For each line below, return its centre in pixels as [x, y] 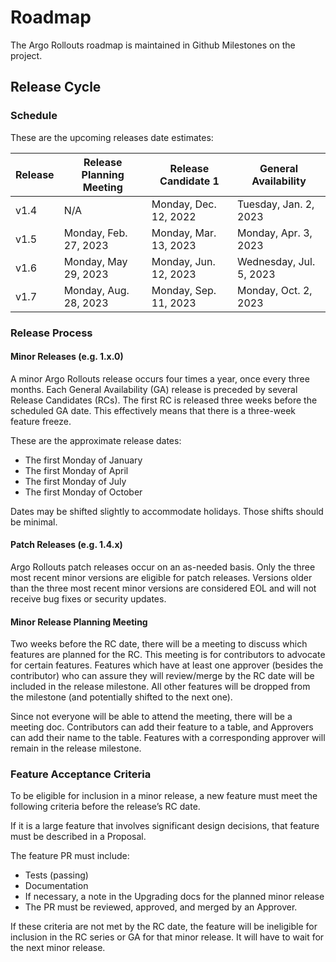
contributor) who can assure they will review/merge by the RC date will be [162, 676]
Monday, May [95, 261]
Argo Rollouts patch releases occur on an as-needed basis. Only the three [163, 567]
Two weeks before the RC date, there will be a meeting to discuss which [159, 644]
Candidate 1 [189, 181]
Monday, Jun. [183, 261]
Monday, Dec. [184, 204]
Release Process [51, 333]
